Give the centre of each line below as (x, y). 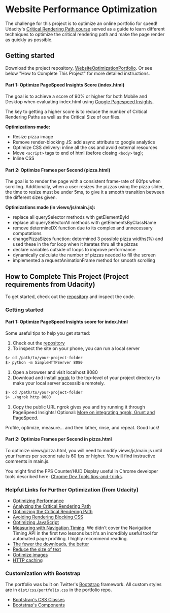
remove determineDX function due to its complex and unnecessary (83, 228)
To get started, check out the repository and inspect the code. (70, 297)
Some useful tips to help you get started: (48, 333)
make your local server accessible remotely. (59, 383)
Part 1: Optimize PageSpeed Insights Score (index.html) (65, 85)
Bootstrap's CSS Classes (39, 600)
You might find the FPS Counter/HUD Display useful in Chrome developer (82, 471)
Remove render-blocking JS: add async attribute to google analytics (84, 142)
